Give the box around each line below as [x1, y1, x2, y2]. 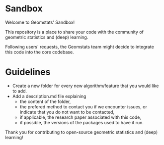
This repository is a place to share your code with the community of [5, 29, 144, 35]
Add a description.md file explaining [12, 93, 86, 99]
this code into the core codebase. [5, 49, 74, 55]
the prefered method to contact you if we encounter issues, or [19, 103, 148, 109]
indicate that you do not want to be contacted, [19, 109, 115, 115]
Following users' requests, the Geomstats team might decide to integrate [5, 44, 154, 49]
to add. [12, 88, 27, 94]
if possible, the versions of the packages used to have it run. [19, 119, 144, 125]
